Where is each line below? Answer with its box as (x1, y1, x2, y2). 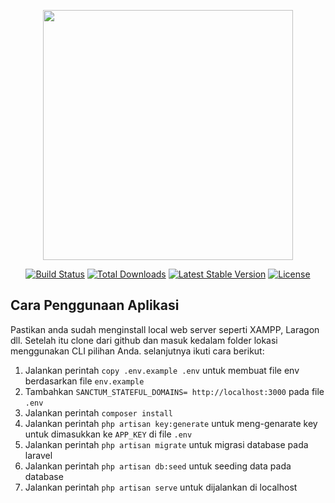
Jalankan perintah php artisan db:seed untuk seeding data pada (24, 460, 292, 472)
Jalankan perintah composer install (24, 406, 174, 419)
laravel (24, 449, 53, 461)
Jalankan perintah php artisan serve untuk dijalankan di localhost (24, 481, 298, 493)
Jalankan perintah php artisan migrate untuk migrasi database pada (24, 438, 309, 450)
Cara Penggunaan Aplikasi (10, 297, 180, 314)
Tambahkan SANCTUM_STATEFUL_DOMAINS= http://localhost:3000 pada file (24, 385, 325, 397)
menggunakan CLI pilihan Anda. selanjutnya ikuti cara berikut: (10, 345, 265, 357)
